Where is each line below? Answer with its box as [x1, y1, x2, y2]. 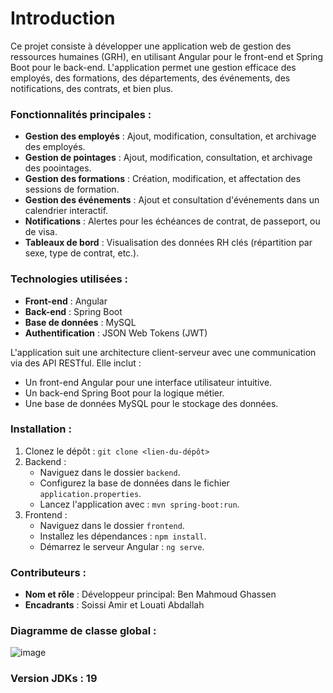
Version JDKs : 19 [10, 672, 98, 686]
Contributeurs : [10, 565, 87, 579]
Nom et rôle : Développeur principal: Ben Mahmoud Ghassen [24, 588, 277, 601]
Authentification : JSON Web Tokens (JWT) [24, 327, 208, 339]
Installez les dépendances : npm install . [39, 530, 207, 542]
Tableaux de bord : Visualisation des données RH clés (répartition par [24, 237, 313, 249]
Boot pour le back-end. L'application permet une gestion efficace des [10, 61, 297, 73]
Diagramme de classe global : [10, 624, 157, 638]
